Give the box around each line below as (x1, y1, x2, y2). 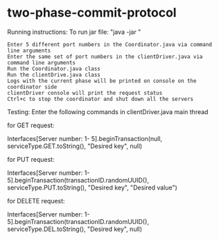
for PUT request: (7, 155, 55, 163)
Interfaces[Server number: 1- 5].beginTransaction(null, (7, 134, 163, 142)
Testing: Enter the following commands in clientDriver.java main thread (7, 107, 209, 116)
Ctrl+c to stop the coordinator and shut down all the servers (7, 95, 194, 102)
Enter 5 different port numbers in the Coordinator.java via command (7, 41, 213, 48)
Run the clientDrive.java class (7, 71, 100, 78)
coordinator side (7, 83, 58, 91)
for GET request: (7, 121, 55, 129)
